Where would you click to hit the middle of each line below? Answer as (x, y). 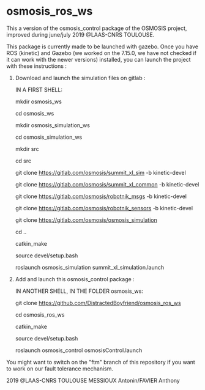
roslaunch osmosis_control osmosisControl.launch (79, 350)
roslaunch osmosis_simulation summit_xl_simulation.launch (90, 267)
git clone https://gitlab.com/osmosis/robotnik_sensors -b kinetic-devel (104, 208)
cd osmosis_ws (35, 113)
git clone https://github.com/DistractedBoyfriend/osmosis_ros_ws (98, 303)
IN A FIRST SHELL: (39, 89)
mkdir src (27, 149)
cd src (23, 161)
